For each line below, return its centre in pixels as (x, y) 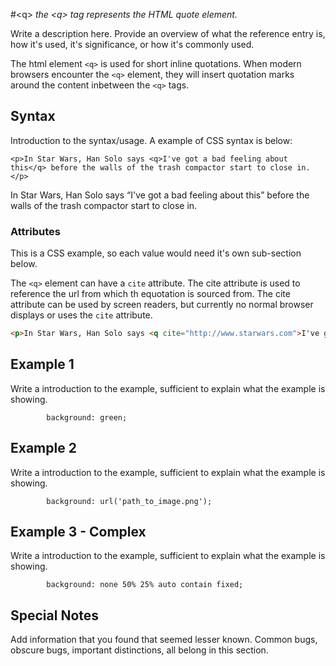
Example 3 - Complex (78, 532)
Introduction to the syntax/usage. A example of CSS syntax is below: (151, 140)
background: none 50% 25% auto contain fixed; (145, 585)
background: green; (87, 417)
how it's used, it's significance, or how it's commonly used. (132, 44)
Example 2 (43, 448)
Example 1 (42, 364)
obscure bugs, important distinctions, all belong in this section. (139, 650)
